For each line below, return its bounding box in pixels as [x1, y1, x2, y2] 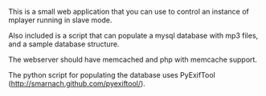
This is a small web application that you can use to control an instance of [8, 7, 249, 16]
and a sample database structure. [8, 39, 120, 49]
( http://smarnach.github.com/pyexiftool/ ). [8, 79, 146, 88]
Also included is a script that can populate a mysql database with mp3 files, [8, 31, 259, 40]
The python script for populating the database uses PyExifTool [8, 70, 215, 79]
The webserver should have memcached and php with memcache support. [8, 55, 257, 64]
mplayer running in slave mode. [8, 15, 113, 25]
